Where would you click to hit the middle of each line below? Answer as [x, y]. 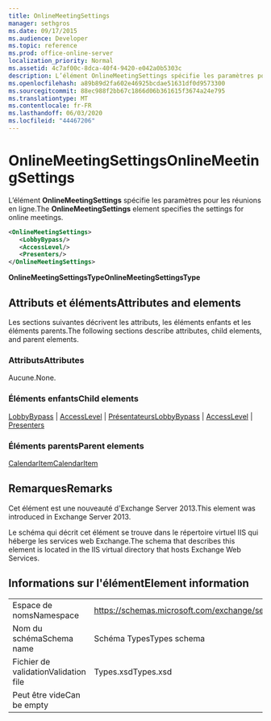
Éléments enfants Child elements [73, 398]
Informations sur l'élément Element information [129, 583]
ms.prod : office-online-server [61, 53]
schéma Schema [43, 638]
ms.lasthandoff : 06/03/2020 [56, 114]
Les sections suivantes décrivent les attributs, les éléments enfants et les [130, 322]
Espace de [32, 605]
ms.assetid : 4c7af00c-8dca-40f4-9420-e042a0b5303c [95, 69]
